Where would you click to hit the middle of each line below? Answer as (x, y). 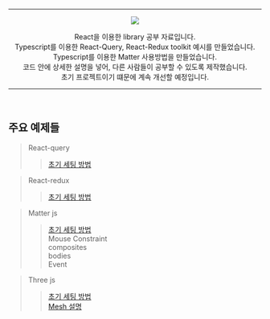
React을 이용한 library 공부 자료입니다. (135, 37)
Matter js (43, 213)
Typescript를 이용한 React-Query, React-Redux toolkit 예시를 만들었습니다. (135, 47)
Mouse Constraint (78, 239)
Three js (42, 280)
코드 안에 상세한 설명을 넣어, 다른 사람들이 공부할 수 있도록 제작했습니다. (135, 67)
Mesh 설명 (65, 306)
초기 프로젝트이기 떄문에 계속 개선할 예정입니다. (135, 77)
